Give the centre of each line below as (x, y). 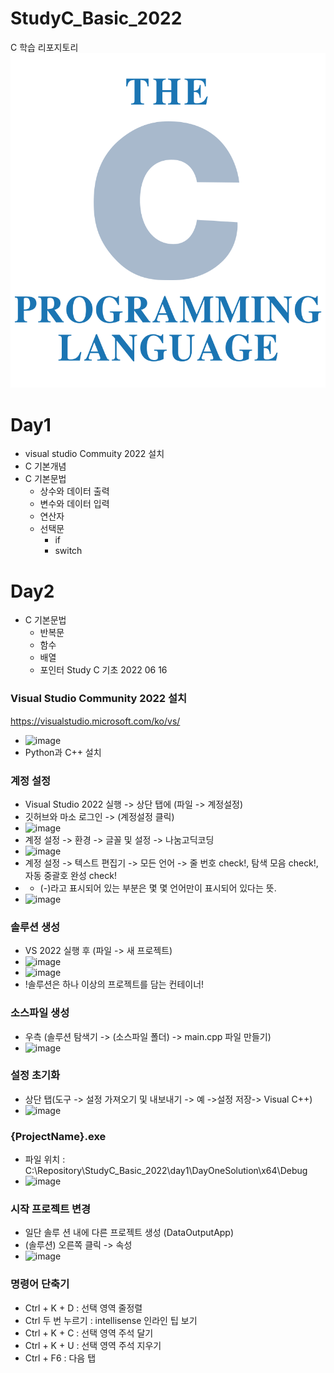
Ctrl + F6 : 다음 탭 (60, 1358)
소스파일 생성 (40, 1013)
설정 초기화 (35, 1075)
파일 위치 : (45, 1159)
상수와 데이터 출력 (74, 491)
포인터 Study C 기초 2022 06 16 (103, 670)
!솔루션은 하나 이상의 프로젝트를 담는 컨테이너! (114, 984)
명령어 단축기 (40, 1284)
